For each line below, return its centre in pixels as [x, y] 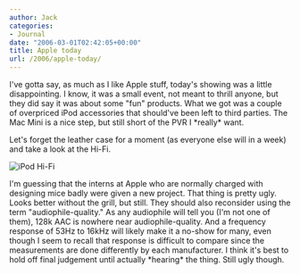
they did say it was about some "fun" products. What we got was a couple [146, 103]
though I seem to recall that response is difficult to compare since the [137, 241]
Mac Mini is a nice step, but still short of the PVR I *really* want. [127, 122]
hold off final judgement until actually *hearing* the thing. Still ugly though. [147, 259]
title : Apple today [46, 51]
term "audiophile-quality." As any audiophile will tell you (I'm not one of [140, 212]
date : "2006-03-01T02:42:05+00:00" [75, 42]
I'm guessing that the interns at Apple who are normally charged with [136, 183]
